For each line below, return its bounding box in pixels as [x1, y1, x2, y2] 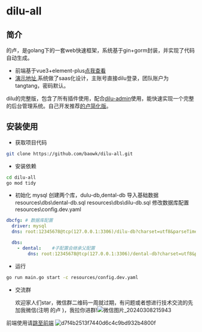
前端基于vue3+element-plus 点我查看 [14, 67, 106, 74]
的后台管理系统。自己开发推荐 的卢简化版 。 [6, 102, 112, 109]
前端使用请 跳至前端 [6, 319, 54, 326]
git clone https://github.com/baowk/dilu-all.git [6, 150, 133, 157]
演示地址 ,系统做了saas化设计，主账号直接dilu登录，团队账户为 [14, 75, 169, 82]
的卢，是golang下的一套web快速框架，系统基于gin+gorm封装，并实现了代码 [6, 47, 195, 54]
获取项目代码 [14, 138, 47, 146]
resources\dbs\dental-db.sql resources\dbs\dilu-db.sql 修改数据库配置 [14, 199, 189, 206]
